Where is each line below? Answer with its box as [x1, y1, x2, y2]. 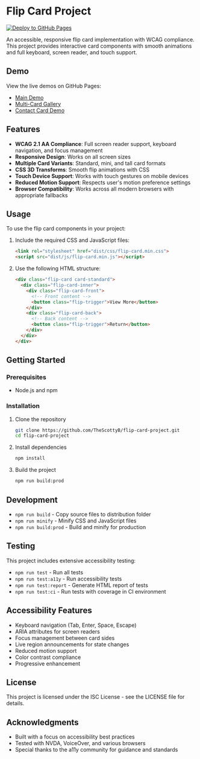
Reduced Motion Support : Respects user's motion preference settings [14, 179, 191, 186]
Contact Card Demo [14, 107, 65, 114]
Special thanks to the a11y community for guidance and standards [14, 746, 178, 754]
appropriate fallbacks [14, 191, 68, 198]
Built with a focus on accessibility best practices [14, 733, 136, 740]
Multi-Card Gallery [14, 100, 61, 107]
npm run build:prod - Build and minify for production [14, 523, 146, 530]
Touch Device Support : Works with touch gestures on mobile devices [14, 172, 189, 179]
